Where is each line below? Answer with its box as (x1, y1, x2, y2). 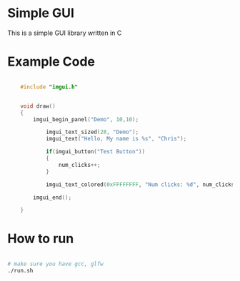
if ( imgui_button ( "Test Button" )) (45, 148, 145, 155)
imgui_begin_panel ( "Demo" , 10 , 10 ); (33, 116, 139, 123)
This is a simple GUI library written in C (7, 29, 122, 37)
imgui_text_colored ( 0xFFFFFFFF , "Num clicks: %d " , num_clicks (45, 180, 235, 188)
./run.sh (7, 267, 34, 275)
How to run (7, 230, 74, 247)
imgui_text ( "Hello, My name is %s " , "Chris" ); (45, 136, 187, 143)
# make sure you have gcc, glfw (7, 260, 104, 268)
